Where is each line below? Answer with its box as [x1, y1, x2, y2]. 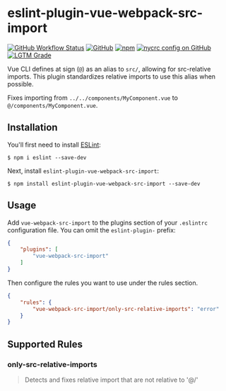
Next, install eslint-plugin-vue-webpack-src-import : [7, 166, 159, 175]
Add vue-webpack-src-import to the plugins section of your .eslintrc [7, 218, 208, 227]
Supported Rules [7, 338, 83, 350]
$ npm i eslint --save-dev [7, 154, 87, 161]
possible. [7, 79, 34, 88]
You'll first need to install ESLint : [7, 140, 101, 149]
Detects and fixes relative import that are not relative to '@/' [24, 375, 198, 384]
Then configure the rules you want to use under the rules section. [7, 278, 198, 287]
